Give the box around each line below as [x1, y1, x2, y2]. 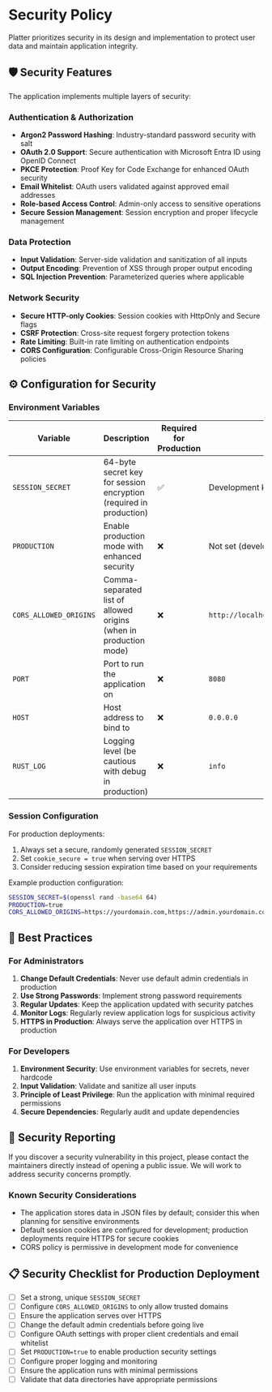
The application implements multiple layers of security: [8, 91, 192, 101]
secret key [103, 466, 143, 478]
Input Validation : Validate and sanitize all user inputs [19, 1081, 197, 1091]
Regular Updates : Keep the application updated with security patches [19, 999, 254, 1009]
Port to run [103, 659, 144, 670]
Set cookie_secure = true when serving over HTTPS [19, 853, 196, 863]
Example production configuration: [8, 878, 124, 887]
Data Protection [8, 236, 71, 247]
